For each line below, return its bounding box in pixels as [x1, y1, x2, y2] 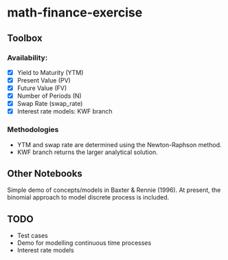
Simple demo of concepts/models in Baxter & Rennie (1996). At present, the [7, 186, 221, 194]
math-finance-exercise [7, 5, 143, 21]
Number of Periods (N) [16, 91, 82, 100]
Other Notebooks [7, 167, 82, 180]
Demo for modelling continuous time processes [16, 239, 152, 247]
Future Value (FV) [16, 84, 67, 92]
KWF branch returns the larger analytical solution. [16, 148, 158, 156]
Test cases [16, 232, 48, 240]
